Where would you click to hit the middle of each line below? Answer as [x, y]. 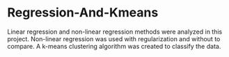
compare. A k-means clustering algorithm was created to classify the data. [114, 46]
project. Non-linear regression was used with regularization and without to [114, 38]
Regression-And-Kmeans [83, 13]
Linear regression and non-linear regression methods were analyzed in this [115, 32]
